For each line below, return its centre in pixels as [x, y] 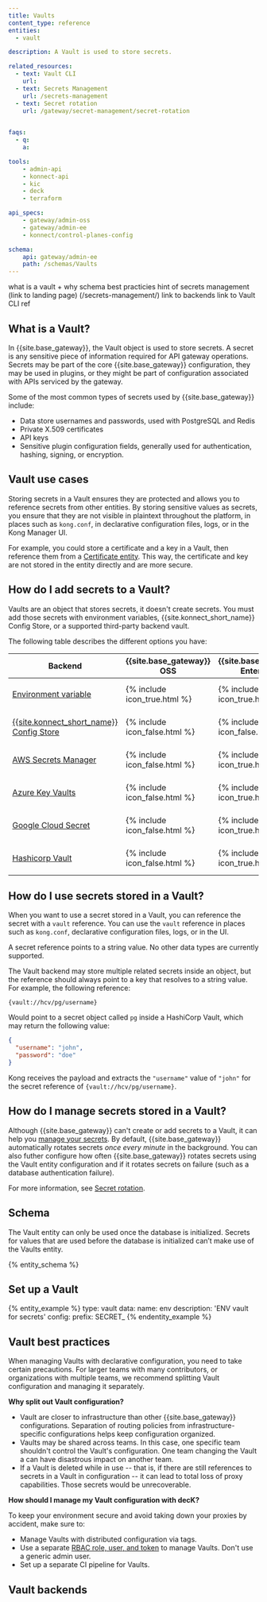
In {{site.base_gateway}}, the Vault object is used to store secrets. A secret [131, 347]
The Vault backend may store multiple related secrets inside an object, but [130, 971]
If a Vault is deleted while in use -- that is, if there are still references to [136, 1468]
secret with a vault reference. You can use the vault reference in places [127, 923]
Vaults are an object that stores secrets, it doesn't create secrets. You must [131, 609]
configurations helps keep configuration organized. [132, 1434]
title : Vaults [32, 15]
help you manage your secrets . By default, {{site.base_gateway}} [115, 1139]
